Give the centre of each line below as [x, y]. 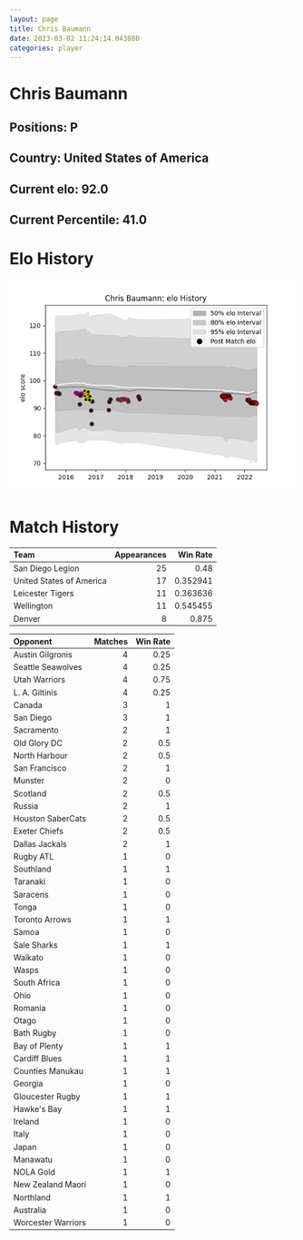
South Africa [37, 983]
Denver [27, 618]
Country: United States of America [109, 158]
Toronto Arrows [42, 920]
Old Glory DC [38, 743]
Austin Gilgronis [43, 654]
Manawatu [33, 1159]
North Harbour [40, 755]
